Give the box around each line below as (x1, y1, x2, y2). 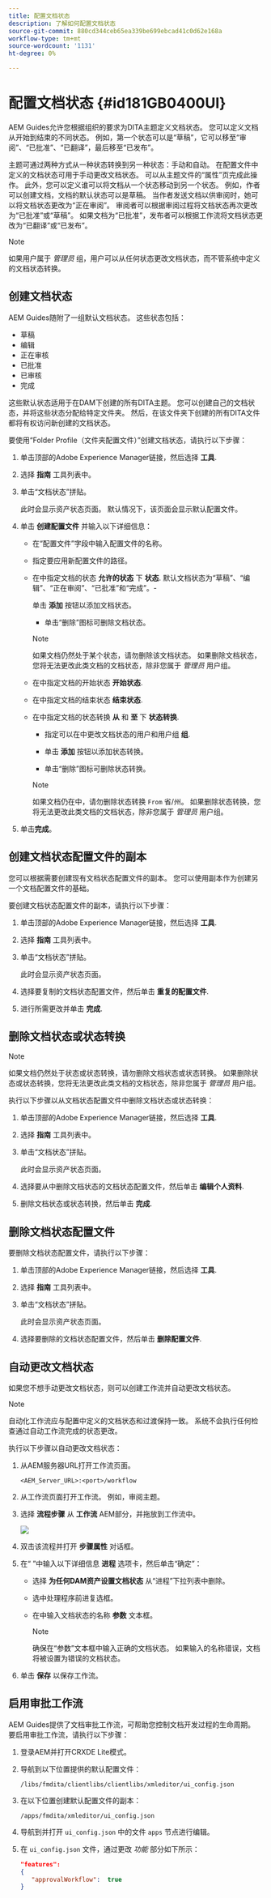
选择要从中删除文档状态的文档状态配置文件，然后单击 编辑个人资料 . (19, 1182, 244, 1192)
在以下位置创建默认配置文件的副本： (19, 1795, 142, 1805)
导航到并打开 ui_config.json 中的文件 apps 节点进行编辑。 (19, 1827, 214, 1836)
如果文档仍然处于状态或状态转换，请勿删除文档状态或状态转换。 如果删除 (8, 1068, 252, 1078)
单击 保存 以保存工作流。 (19, 1670, 103, 1680)
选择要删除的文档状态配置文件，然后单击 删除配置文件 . (19, 1334, 202, 1344)
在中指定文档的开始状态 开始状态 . (32, 677, 143, 687)
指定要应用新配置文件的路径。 (32, 556, 132, 565)
